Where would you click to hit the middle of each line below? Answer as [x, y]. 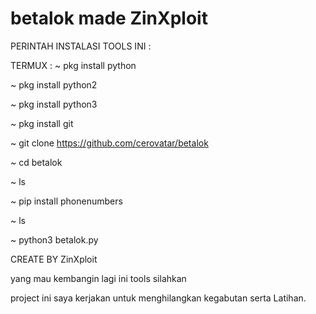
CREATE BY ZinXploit [54, 259]
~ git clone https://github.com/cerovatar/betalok [109, 143]
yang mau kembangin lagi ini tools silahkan [98, 278]
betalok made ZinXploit [109, 18]
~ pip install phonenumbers [66, 201]
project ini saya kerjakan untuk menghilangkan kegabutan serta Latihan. [158, 298]
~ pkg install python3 [54, 104]
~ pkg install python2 [54, 84]
